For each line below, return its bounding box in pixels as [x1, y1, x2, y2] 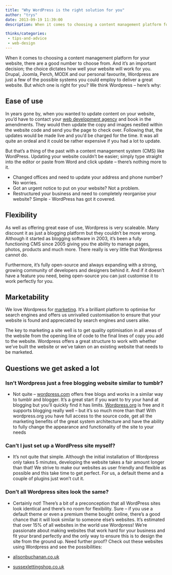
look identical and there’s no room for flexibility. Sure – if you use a [12, 505, 153, 511]
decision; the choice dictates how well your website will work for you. [5, 65, 152, 72]
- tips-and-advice [7, 36, 47, 41]
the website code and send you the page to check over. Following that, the [5, 127, 163, 133]
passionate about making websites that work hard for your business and [12, 527, 165, 533]
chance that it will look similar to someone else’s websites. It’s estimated [12, 516, 165, 523]
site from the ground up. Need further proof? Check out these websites [12, 538, 163, 544]
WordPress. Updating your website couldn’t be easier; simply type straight [5, 153, 162, 159]
